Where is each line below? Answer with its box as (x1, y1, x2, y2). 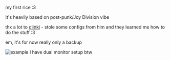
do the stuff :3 (5, 29, 35, 35)
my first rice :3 (5, 5, 36, 10)
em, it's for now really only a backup (5, 39, 82, 45)
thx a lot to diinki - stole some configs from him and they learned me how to (5, 24, 165, 30)
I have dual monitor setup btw (29, 49, 93, 55)
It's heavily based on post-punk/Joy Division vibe (5, 14, 110, 20)
